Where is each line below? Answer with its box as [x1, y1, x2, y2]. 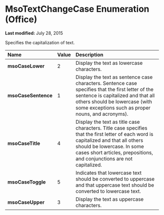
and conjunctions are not [75, 155, 133, 162]
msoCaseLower [7, 62, 45, 69]
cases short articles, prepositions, [75, 149, 153, 156]
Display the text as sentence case [75, 74, 153, 81]
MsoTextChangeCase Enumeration [5, 3, 150, 15]
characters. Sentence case [75, 80, 138, 86]
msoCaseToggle [7, 178, 46, 185]
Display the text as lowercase [75, 59, 143, 66]
